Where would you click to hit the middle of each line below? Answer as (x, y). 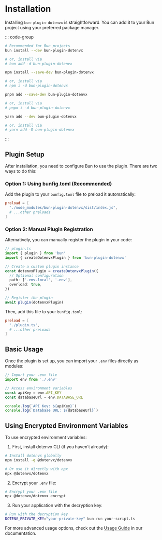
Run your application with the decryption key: (57, 506)
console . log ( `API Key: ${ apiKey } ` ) (41, 406)
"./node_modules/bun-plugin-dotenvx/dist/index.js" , (64, 208)
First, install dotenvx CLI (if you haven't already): (60, 447)
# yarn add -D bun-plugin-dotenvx (40, 130)
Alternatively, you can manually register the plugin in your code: (68, 240)
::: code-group (19, 37)
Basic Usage (24, 349)
